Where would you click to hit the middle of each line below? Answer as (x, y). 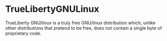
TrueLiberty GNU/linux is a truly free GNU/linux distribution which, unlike (80, 23)
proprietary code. (23, 33)
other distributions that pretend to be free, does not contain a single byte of (84, 28)
